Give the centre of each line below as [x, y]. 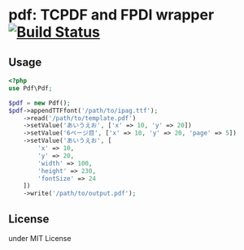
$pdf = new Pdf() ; [39, 103]
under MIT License [40, 238]
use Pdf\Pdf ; [30, 88]
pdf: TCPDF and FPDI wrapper [111, 15]
